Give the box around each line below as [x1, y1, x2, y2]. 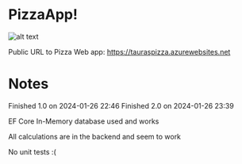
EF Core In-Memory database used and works [8, 116, 159, 126]
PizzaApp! [8, 6, 78, 24]
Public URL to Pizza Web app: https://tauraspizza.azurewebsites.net [8, 47, 231, 56]
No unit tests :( [8, 147, 57, 156]
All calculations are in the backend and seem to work [8, 132, 181, 141]
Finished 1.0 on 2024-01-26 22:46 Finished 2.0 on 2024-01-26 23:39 [8, 101, 234, 110]
